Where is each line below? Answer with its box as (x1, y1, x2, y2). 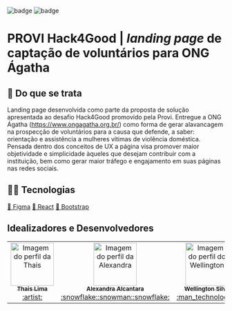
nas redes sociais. (7, 164, 59, 172)
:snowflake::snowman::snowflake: (61, 292, 171, 301)
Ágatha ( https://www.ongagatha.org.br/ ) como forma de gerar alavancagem (7, 121, 223, 128)
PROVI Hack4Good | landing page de (7, 31, 222, 46)
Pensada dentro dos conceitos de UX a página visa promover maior (7, 142, 200, 150)
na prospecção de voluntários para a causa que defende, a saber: (7, 128, 195, 136)
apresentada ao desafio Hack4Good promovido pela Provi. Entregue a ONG (7, 113, 222, 121)
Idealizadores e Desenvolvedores (7, 223, 154, 234)
